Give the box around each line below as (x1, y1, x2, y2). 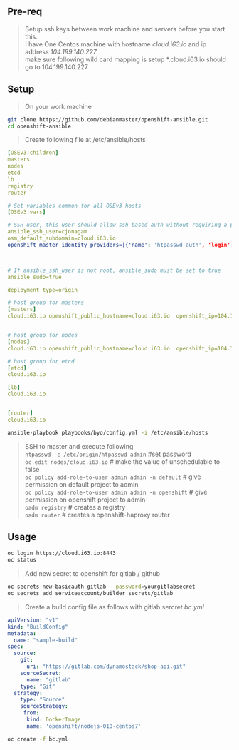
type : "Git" (20, 683, 55, 690)
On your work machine (24, 102, 92, 111)
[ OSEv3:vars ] (7, 208, 46, 216)
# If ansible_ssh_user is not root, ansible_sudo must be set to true (7, 267, 221, 274)
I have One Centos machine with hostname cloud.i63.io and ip (24, 39, 207, 49)
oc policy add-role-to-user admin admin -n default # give (24, 472, 201, 481)
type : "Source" (20, 696, 65, 704)
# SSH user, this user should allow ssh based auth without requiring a (7, 221, 228, 229)
